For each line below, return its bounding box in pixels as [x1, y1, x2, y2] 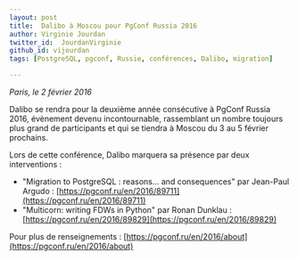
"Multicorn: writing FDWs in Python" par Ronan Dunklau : [21, 205, 232, 215]
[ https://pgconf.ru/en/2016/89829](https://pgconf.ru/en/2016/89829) [21, 215, 277, 224]
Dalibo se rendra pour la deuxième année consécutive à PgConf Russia [9, 104, 270, 114]
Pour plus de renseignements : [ [9, 232, 127, 241]
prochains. [9, 133, 49, 142]
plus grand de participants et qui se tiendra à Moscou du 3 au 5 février [9, 123, 269, 134]
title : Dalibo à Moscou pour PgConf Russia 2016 [9, 21, 198, 30]
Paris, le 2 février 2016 [9, 86, 92, 97]
